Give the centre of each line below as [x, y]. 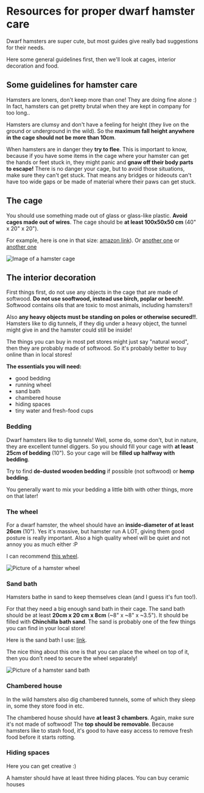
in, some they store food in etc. [45, 706]
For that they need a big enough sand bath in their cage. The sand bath [96, 609]
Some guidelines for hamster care [72, 85]
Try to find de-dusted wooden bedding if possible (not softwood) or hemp [100, 471]
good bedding [33, 379]
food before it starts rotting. [41, 737]
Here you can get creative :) [41, 766]
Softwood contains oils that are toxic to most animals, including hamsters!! [100, 305]
